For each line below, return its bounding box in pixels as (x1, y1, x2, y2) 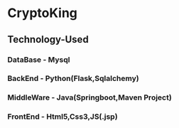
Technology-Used (7, 33, 89, 46)
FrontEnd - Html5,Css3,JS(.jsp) (7, 112, 119, 122)
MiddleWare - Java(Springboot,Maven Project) (7, 92, 172, 102)
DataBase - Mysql (7, 55, 70, 65)
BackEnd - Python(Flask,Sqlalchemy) (7, 73, 140, 83)
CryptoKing (7, 5, 78, 21)
